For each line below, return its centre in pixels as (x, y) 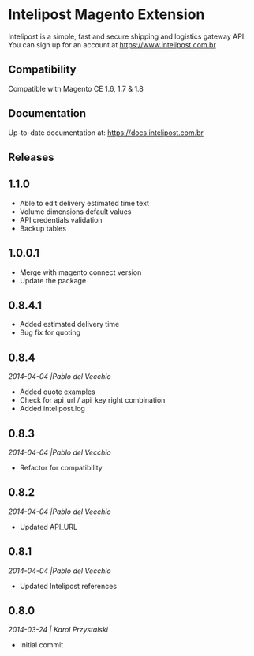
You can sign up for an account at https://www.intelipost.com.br (112, 44)
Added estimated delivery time (69, 324)
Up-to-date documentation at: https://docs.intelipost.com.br (106, 133)
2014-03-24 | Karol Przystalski (58, 630)
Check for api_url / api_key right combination (92, 400)
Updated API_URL (48, 527)
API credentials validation (61, 219)
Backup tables (43, 228)
